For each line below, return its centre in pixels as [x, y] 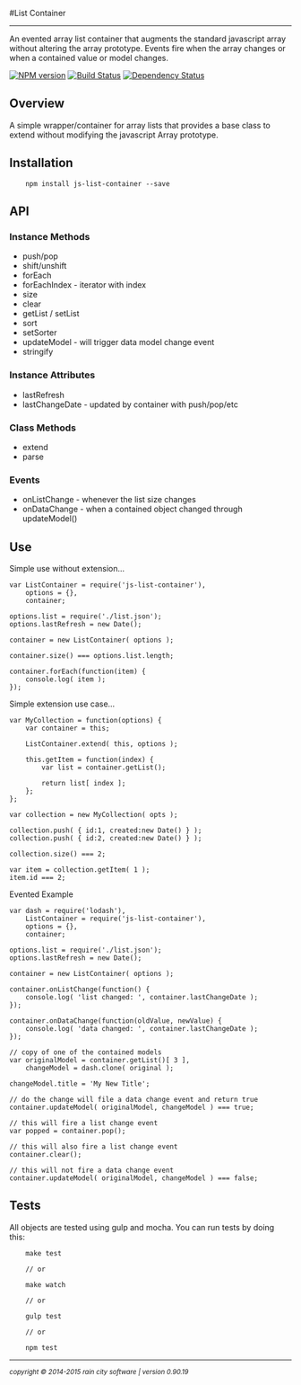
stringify [38, 352]
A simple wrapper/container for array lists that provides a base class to [140, 125]
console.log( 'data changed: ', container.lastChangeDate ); [142, 1029]
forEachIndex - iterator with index [84, 285]
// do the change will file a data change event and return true [133, 1100]
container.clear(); [46, 1155]
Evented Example [41, 894]
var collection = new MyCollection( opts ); [94, 815]
